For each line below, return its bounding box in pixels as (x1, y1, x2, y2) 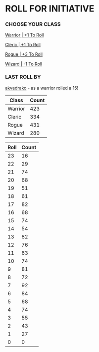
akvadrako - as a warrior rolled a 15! (5, 85, 78, 91)
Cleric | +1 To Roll (5, 42, 41, 48)
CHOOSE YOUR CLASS (5, 21, 61, 28)
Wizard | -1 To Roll (5, 61, 43, 67)
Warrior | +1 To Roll (5, 32, 44, 38)
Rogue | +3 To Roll (5, 51, 43, 57)
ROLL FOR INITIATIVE (5, 3, 95, 14)
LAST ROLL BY (5, 73, 41, 80)
